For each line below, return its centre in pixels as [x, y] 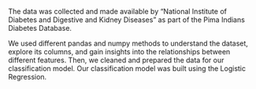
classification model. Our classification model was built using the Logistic [127, 69]
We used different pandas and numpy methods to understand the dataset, [128, 43]
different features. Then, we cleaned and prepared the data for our [116, 60]
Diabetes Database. [40, 28]
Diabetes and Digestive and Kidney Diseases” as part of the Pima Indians [127, 20]
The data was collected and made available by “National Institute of [117, 11]
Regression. [28, 77]
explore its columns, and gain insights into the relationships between [119, 52]
